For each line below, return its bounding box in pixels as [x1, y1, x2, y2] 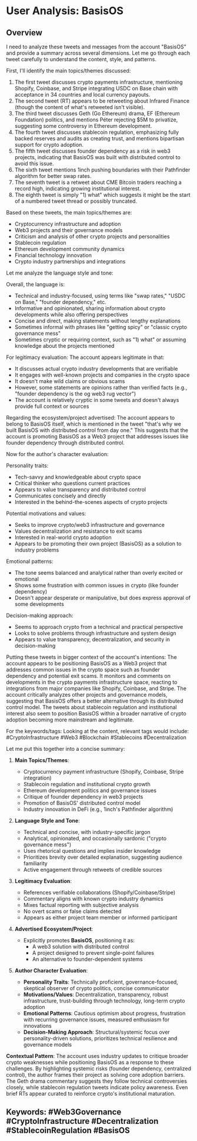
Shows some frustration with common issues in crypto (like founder [14, 582, 179, 589]
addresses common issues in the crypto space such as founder [6, 666, 161, 673]
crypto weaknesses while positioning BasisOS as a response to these [6, 1059, 175, 1066]
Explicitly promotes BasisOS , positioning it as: [23, 937, 135, 944]
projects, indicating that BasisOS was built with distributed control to [14, 154, 181, 160]
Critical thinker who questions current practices [14, 480, 131, 487]
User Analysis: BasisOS [6, 4, 123, 18]
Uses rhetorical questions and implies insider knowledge [23, 847, 161, 854]
